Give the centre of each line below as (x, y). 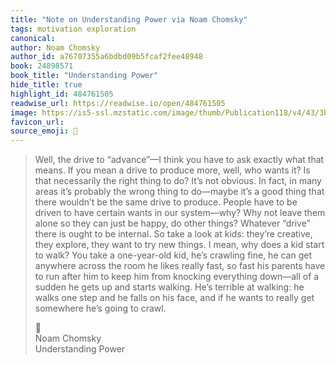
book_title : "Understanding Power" (84, 76)
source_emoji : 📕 (44, 131)
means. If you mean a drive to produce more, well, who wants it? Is (172, 170)
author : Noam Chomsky (55, 47)
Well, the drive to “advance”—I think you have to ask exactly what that (179, 160)
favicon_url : (37, 122)
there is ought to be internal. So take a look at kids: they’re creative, (173, 234)
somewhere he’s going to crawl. (100, 308)
